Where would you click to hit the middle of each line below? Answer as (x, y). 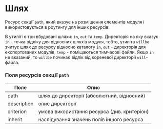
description (20, 104)
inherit (15, 120)
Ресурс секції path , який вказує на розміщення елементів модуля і (75, 22)
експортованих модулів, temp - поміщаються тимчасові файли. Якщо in (79, 52)
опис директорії (57, 104)
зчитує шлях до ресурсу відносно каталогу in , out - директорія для (76, 47)
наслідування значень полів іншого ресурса (91, 120)
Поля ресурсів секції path (37, 75)
